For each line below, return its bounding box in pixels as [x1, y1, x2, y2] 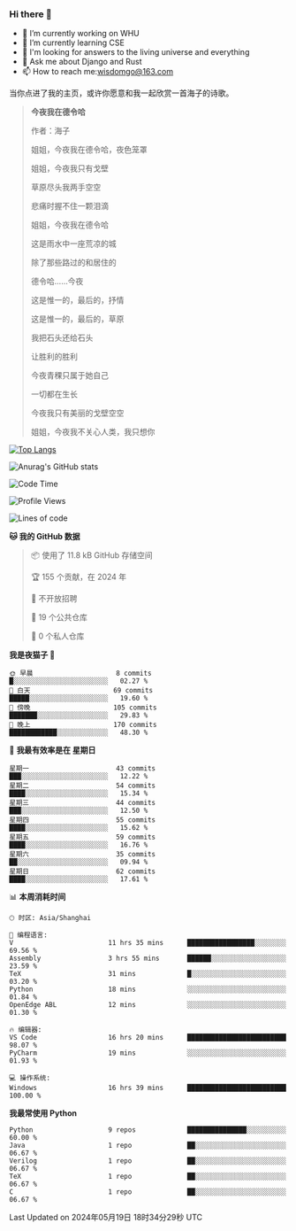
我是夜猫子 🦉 [9, 650, 56, 661]
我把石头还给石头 [30, 332, 94, 344]
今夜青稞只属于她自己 [30, 370, 109, 381]
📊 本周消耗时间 [9, 892, 66, 902]
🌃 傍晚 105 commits [9, 703, 157, 712]
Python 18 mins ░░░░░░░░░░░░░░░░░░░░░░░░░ [9, 985, 287, 995]
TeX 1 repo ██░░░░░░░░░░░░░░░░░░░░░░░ [9, 1173, 287, 1181]
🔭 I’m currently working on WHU [21, 28, 140, 39]
